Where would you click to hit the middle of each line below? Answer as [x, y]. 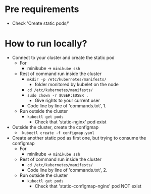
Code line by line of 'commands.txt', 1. [67, 106]
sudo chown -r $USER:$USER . [58, 95]
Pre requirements [42, 9]
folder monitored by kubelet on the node [77, 84]
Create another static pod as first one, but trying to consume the [79, 138]
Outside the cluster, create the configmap [55, 127]
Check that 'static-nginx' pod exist [70, 121]
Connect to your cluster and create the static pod [63, 57]
